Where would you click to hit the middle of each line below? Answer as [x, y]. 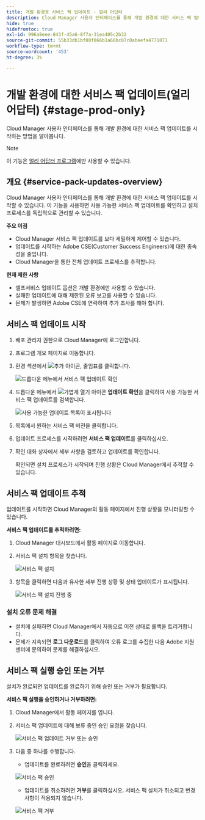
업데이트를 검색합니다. [59, 400]
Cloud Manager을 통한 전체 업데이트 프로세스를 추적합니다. [86, 262]
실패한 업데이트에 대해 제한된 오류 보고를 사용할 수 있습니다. [86, 295]
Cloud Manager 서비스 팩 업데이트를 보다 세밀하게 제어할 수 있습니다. [98, 239]
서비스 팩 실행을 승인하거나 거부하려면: [52, 700]
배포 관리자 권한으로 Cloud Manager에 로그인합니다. [78, 340]
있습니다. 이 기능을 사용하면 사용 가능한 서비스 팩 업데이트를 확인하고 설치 [111, 205]
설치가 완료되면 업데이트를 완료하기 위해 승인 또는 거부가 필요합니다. [87, 686]
